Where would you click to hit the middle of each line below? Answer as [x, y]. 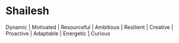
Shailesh [27, 11]
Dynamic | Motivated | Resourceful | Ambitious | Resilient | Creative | [89, 27]
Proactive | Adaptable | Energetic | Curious [58, 33]
